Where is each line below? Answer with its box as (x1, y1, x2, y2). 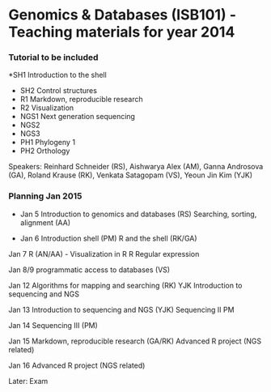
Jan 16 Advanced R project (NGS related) (8, 360, 146, 370)
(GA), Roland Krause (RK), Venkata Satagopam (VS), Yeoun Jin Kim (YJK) (8, 170, 253, 180)
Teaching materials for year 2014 (8, 23, 235, 41)
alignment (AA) (19, 217, 71, 228)
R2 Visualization (19, 103, 74, 113)
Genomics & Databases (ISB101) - (8, 6, 237, 24)
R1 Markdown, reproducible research (19, 95, 143, 104)
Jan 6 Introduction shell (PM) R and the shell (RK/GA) (19, 233, 197, 243)
